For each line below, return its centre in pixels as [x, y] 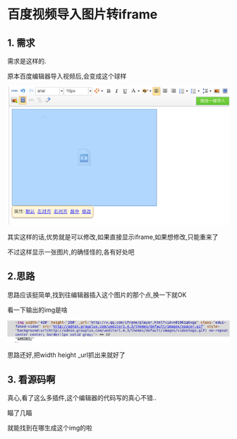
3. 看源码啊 [31, 379]
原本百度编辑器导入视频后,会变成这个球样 [67, 76]
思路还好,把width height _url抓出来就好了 [66, 355]
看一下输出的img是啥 [38, 310]
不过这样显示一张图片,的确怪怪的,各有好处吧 [71, 252]
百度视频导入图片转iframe [83, 14]
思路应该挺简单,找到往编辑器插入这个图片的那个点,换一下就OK [97, 295]
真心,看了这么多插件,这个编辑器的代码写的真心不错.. [82, 398]
